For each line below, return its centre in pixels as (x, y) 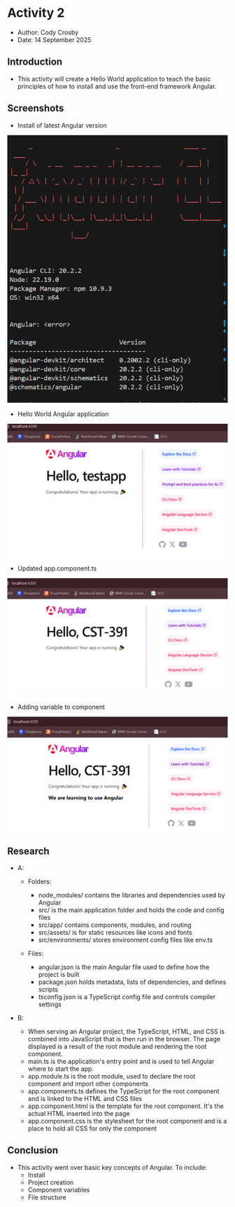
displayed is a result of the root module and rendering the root (117, 1046)
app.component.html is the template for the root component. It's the (126, 1106)
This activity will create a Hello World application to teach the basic (114, 79)
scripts (48, 989)
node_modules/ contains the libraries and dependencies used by (131, 895)
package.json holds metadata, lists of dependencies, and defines (132, 982)
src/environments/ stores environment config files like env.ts (126, 940)
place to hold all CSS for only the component (92, 1128)
